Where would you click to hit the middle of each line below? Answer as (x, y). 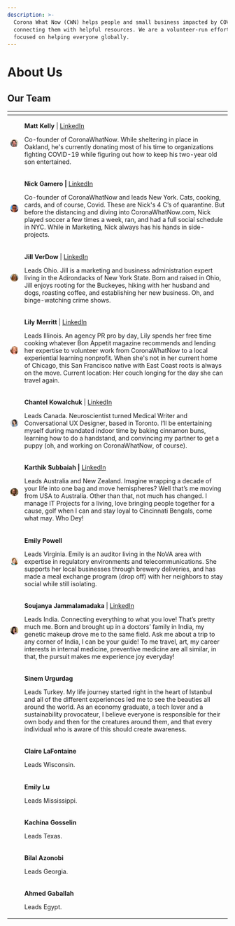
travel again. (42, 380)
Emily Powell (43, 540)
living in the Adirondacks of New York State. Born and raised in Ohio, (123, 277)
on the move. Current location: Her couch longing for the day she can (124, 373)
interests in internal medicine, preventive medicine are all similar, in (120, 649)
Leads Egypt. (43, 907)
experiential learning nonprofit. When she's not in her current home (121, 358)
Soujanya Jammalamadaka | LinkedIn (79, 605)
